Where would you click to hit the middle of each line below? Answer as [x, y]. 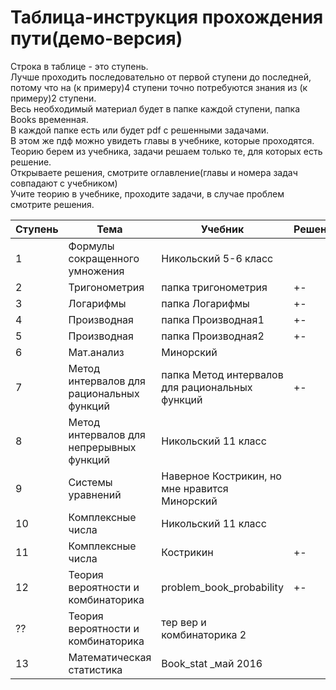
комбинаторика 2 [204, 634]
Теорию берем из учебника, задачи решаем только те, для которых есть [166, 151]
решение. [31, 162]
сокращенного [104, 258]
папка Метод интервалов [222, 374]
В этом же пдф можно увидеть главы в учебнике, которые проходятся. [162, 140]
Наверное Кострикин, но [221, 476]
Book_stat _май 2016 [212, 663]
